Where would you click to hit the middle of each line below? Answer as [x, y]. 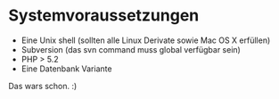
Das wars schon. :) [43, 86]
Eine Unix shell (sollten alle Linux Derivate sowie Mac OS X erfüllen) [146, 40]
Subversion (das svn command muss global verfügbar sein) [131, 49]
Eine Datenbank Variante [66, 69]
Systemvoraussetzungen [104, 16]
